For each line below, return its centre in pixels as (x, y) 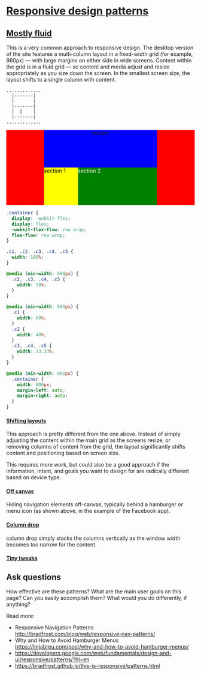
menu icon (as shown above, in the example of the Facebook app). (88, 511)
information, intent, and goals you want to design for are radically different (98, 471)
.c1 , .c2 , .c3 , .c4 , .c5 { (40, 252)
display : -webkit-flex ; (41, 218)
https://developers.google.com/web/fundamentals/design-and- (93, 653)
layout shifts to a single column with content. (61, 80)
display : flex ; (31, 224)
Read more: (20, 616)
